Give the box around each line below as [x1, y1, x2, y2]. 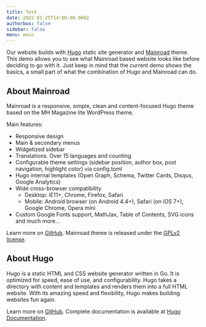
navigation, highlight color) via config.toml [15, 165, 122, 172]
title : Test [6, 9, 37, 15]
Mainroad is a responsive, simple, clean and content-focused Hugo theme [6, 102, 194, 109]
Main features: [6, 120, 43, 128]
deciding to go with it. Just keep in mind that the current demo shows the [6, 62, 192, 69]
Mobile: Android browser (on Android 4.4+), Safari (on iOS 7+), [24, 198, 184, 205]
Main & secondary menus [15, 139, 81, 146]
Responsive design [15, 133, 64, 140]
